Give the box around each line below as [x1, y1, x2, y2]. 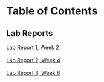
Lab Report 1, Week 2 [6, 44, 59, 51]
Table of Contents [6, 4, 98, 18]
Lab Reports [6, 28, 53, 38]
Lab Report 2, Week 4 [6, 57, 60, 63]
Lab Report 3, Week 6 [6, 69, 60, 76]
